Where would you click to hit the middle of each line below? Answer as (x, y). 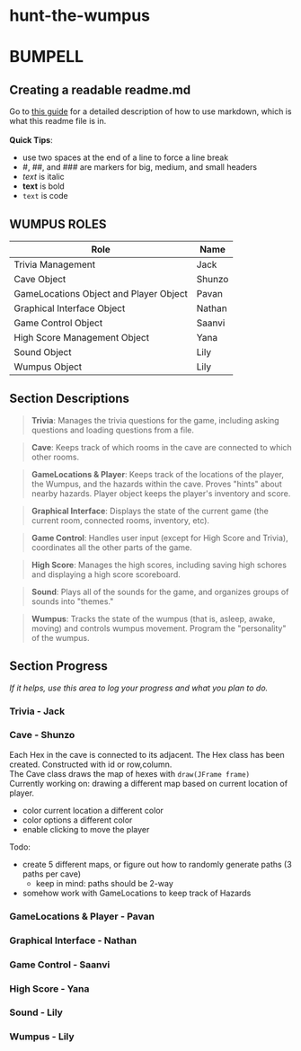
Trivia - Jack (37, 711)
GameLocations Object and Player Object (101, 294)
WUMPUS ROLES (58, 224)
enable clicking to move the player (86, 829)
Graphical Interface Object (70, 308)
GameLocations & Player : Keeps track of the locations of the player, (158, 474)
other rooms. (55, 457)
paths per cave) (51, 874)
